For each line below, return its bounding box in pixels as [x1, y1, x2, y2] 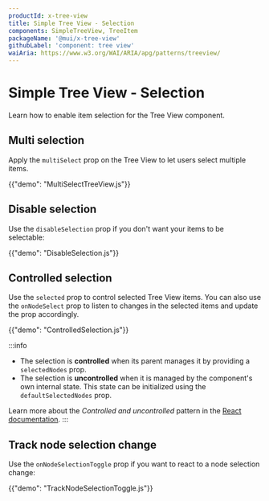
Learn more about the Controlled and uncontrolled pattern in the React [8, 406, 243, 416]
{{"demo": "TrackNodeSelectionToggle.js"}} [8, 483, 153, 493]
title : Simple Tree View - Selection [8, 19, 135, 27]
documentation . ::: [8, 415, 69, 425]
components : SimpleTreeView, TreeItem [8, 27, 138, 35]
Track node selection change [8, 437, 157, 451]
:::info [8, 341, 27, 351]
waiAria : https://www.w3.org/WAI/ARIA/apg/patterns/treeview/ [8, 49, 221, 57]
